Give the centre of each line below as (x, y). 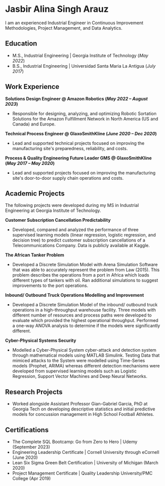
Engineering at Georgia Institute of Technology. (53, 210)
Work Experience (32, 87)
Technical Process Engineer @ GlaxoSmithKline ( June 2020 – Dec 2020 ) (81, 133)
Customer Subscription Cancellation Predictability (58, 220)
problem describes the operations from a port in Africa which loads (81, 275)
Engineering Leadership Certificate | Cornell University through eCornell (86, 452)
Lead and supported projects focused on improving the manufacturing (84, 173)
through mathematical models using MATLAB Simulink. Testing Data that (86, 355)
